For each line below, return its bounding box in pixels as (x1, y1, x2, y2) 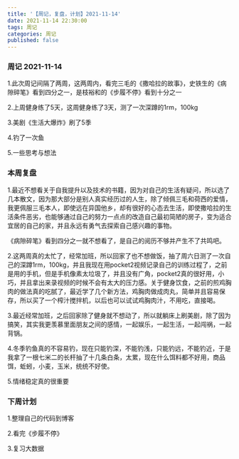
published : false (7, 37, 59, 44)
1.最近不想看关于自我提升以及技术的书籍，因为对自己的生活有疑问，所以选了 (7, 186, 230, 194)
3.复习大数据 (7, 444, 45, 453)
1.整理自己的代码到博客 (7, 414, 75, 423)
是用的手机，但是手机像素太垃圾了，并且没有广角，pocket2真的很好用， (7, 269, 218, 278)
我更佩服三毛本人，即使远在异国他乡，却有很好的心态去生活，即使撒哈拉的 (7, 204, 225, 212)
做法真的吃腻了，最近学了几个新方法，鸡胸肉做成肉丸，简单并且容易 (19, 287, 219, 295)
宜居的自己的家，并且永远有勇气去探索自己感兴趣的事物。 (7, 221, 176, 230)
